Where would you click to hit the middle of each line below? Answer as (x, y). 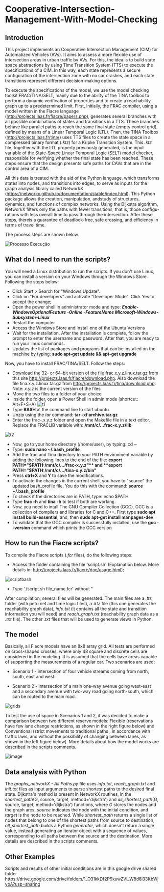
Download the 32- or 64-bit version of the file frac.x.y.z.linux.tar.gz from (85, 373)
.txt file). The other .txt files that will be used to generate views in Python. (79, 619)
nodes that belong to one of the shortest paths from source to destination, (80, 820)
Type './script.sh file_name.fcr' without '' (53, 588)
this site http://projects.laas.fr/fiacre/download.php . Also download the (83, 378)
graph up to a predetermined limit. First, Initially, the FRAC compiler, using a (81, 106)
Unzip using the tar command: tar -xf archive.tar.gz (65, 415)
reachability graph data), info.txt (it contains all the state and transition (76, 609)
